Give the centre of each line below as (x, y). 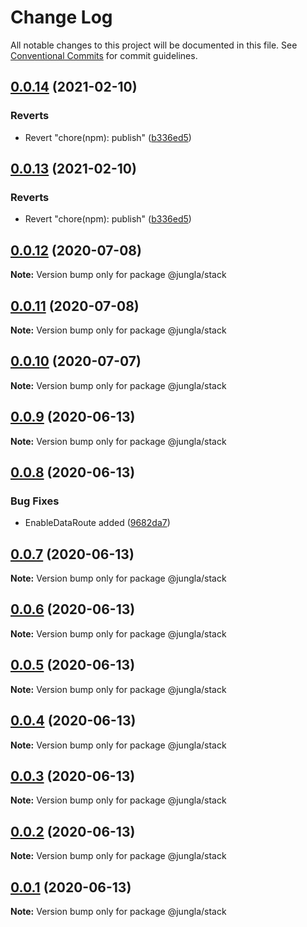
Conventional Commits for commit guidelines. (104, 55)
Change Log (61, 17)
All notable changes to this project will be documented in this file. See (154, 45)
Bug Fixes (35, 501)
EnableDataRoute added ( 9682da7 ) (97, 523)
